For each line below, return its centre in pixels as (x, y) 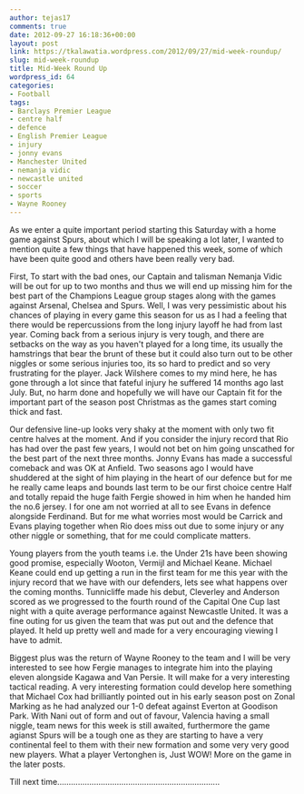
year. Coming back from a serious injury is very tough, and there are (137, 334)
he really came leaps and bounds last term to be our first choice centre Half (151, 487)
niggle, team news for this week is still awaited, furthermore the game (140, 725)
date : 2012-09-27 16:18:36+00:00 (73, 35)
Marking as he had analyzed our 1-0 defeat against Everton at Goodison (144, 706)
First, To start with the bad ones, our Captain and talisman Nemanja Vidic (146, 276)
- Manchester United (49, 161)
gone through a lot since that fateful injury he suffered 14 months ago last (147, 382)
